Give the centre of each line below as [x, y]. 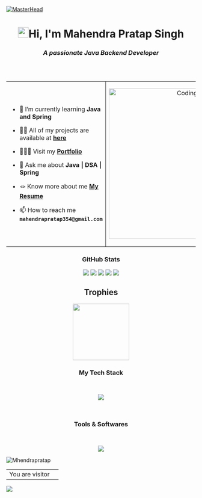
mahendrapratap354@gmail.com [61, 219]
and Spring [36, 117]
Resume [32, 196]
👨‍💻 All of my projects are [54, 131]
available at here [43, 138]
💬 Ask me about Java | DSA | [61, 165]
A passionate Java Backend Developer [101, 53]
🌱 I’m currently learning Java [60, 110]
